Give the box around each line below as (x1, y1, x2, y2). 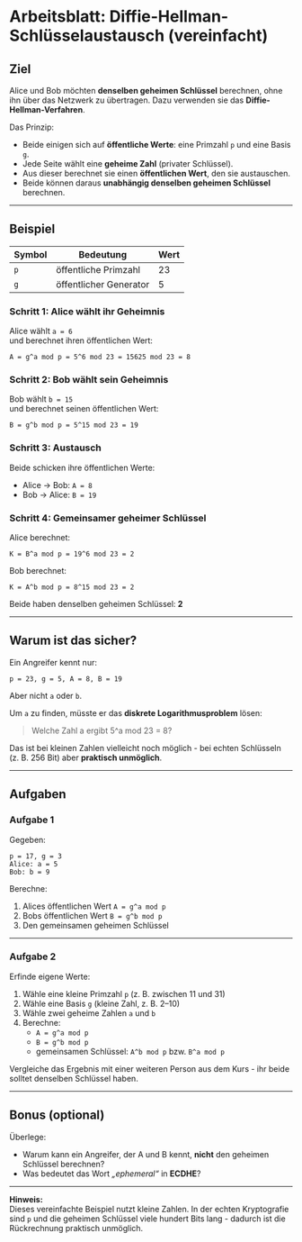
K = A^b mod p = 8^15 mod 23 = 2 (9, 583, 135, 592)
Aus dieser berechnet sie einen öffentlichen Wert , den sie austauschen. (22, 168, 290, 178)
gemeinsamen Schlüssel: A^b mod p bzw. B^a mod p (35, 1046, 225, 1056)
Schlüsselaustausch (9, 25, 164, 46)
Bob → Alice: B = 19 (22, 489, 97, 500)
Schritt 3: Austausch (9, 441, 102, 454)
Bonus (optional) (9, 1108, 105, 1123)
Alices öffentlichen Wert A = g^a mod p (22, 901, 166, 911)
